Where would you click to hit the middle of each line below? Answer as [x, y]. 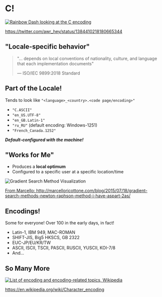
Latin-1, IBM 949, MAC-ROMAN [44, 232]
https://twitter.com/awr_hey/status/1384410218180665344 [64, 31]
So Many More [27, 268]
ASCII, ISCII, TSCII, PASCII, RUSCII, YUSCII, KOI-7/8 [64, 248]
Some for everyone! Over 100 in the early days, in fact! [60, 223]
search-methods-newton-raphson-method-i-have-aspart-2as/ [68, 196]
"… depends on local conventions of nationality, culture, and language [87, 58]
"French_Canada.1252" [34, 130]
